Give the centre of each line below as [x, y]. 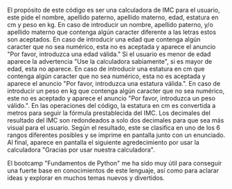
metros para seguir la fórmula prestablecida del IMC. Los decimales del [109, 113]
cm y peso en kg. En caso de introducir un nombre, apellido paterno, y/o [110, 25]
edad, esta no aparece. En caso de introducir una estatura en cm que [106, 69]
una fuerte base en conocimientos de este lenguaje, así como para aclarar [113, 170]
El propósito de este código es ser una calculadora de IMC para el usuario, [114, 10]
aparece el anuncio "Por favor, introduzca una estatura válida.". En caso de [114, 83]
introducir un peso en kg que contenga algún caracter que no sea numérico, [116, 91]
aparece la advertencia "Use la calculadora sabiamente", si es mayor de [110, 61]
